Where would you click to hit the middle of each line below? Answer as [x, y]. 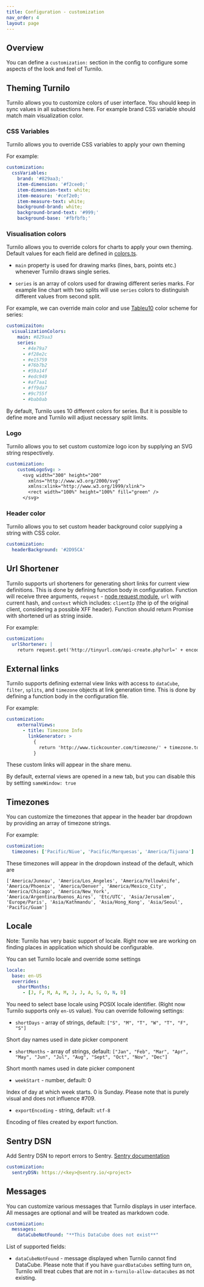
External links [33, 669]
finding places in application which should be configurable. [80, 947]
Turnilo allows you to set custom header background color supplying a [94, 527]
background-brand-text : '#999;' [58, 213]
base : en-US [27, 976]
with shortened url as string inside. [49, 616]
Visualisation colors [36, 233]
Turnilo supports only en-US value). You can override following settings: [95, 1011]
